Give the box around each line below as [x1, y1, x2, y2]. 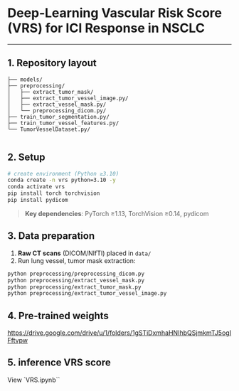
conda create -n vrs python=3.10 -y [7, 176, 116, 184]
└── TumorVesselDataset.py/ [7, 126, 91, 133]
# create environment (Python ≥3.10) [7, 170, 119, 177]
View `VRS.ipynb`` [7, 375, 60, 384]
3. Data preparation [7, 230, 95, 242]
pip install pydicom [7, 197, 69, 204]
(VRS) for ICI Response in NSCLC [7, 20, 205, 36]
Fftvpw [7, 336, 28, 345]
